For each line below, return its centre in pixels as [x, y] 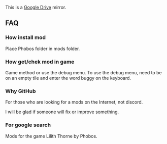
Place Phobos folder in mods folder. [43, 49]
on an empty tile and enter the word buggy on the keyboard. [68, 78]
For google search [28, 125]
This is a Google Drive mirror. [36, 7]
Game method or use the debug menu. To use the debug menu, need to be [83, 72]
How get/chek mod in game [40, 62]
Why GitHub [21, 91]
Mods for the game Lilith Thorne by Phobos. [51, 136]
